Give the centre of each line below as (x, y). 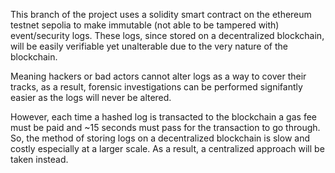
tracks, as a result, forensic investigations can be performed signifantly (156, 87)
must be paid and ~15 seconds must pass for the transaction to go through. (165, 127)
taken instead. (39, 159)
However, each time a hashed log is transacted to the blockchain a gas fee (163, 117)
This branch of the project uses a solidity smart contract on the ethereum (161, 14)
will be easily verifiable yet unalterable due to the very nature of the (149, 46)
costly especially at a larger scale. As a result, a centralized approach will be (167, 148)
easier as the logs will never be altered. (91, 97)
